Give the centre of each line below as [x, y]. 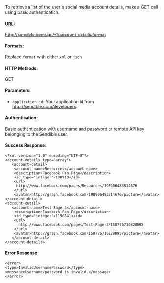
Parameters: [18, 90]
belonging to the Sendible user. [37, 134]
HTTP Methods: [22, 68]
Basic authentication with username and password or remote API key [75, 129]
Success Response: [26, 145]
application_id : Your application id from [53, 101]
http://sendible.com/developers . [45, 106]
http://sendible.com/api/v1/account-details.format [55, 35]
